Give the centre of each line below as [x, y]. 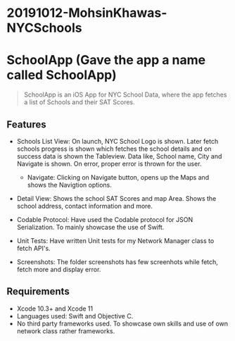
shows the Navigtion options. [69, 185]
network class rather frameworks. [66, 331]
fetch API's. [33, 248]
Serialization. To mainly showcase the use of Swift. [90, 227]
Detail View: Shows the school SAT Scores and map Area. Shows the [116, 198]
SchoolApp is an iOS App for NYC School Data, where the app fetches [125, 95]
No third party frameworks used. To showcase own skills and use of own [122, 323]
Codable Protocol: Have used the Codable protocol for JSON [105, 219]
